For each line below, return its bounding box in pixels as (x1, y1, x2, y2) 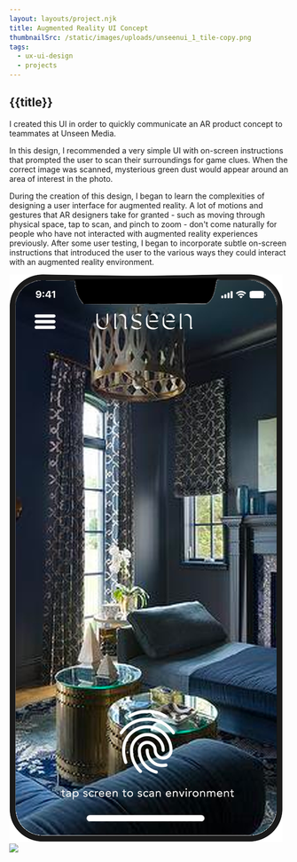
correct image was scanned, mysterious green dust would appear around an (9, 164, 289, 175)
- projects (17, 61, 58, 70)
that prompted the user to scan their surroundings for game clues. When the (9, 154, 288, 165)
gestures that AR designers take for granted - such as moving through (9, 209, 266, 220)
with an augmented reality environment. (9, 256, 155, 267)
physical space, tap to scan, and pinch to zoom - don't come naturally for (9, 218, 277, 230)
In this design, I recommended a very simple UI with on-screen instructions (9, 145, 284, 155)
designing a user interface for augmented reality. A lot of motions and (9, 200, 263, 210)
